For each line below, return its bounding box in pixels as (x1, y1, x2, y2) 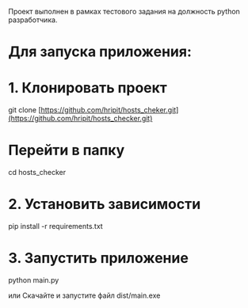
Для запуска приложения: (8, 43, 192, 61)
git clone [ (8, 105, 41, 115)
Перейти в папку (8, 142, 125, 159)
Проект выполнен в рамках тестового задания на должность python (8, 7, 240, 16)
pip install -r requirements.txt (8, 222, 103, 230)
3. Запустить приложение (8, 249, 189, 268)
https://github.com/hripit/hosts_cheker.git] (40, 105, 179, 115)
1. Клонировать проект (8, 79, 168, 97)
